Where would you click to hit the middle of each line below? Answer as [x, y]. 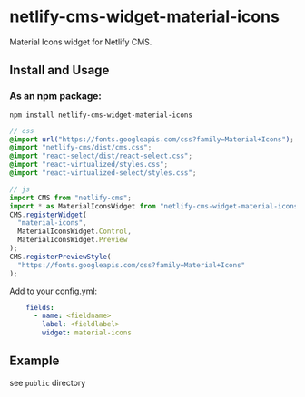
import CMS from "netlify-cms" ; [70, 198]
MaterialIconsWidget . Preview [73, 240]
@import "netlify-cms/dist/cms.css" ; [81, 148]
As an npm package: [56, 96]
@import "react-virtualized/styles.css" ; [89, 165]
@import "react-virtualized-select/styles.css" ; [103, 173]
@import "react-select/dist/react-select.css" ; [101, 156]
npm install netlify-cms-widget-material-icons [101, 115]
